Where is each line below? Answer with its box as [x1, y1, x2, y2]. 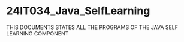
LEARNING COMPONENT [6, 30, 69, 37]
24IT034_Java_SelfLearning [6, 4, 150, 18]
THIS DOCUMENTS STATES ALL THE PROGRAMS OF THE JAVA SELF [6, 24, 179, 31]
